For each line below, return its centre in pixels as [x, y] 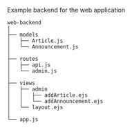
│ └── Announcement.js [43, 47]
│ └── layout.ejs [35, 107]
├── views [21, 83]
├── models [23, 35]
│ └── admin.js [32, 71]
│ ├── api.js [29, 65]
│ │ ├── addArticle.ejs [48, 95]
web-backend [24, 23]
